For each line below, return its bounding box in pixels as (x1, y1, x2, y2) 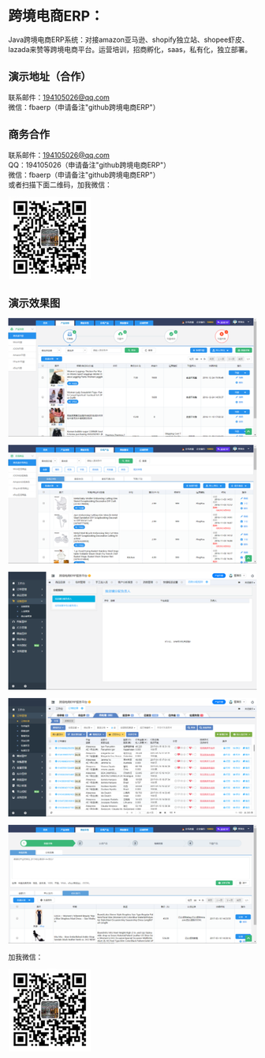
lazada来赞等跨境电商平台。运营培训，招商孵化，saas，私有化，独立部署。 (8, 44, 252, 54)
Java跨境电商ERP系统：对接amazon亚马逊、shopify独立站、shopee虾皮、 (8, 35, 249, 44)
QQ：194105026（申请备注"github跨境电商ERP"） (8, 159, 171, 170)
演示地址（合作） (8, 70, 91, 84)
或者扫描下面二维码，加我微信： (8, 179, 112, 189)
